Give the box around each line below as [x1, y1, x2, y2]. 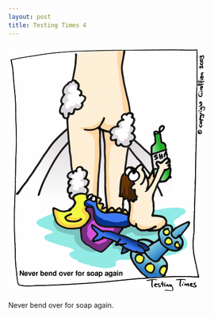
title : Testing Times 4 [8, 21, 87, 29]
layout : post [8, 13, 52, 21]
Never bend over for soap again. [8, 300, 114, 309]
